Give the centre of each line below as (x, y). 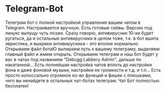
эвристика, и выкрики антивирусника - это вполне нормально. (72, 43)
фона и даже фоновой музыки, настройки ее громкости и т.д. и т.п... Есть (83, 70)
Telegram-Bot (34, 9)
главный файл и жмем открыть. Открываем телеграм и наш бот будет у (82, 54)
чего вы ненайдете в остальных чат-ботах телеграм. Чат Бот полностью (82, 81)
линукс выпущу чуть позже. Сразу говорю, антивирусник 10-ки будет (79, 33)
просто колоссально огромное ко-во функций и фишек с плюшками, (79, 75)
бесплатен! (17, 86)
